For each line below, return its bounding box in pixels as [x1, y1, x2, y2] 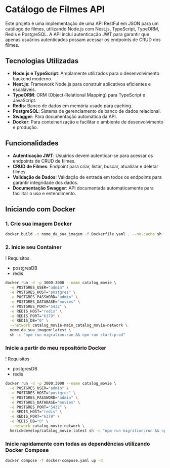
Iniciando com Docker [5, 205, 76, 213]
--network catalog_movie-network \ [10, 423, 85, 429]
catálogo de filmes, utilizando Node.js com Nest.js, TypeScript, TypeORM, [5, 25, 159, 32]
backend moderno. [12, 75, 53, 82]
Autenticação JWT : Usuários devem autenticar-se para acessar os [12, 152, 153, 159]
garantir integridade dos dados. [12, 179, 78, 185]
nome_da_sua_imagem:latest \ [10, 328, 71, 333]
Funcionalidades [5, 139, 59, 148]
